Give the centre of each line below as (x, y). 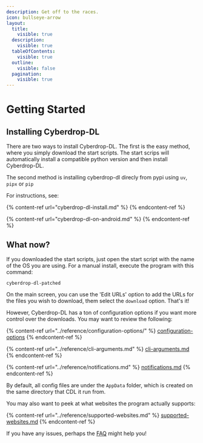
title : (20, 29)
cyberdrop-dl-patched (34, 283)
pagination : (27, 74)
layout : (16, 23)
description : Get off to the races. (52, 12)
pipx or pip (20, 184)
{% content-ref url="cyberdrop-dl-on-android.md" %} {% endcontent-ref (98, 219)
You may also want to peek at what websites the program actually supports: (101, 403)
